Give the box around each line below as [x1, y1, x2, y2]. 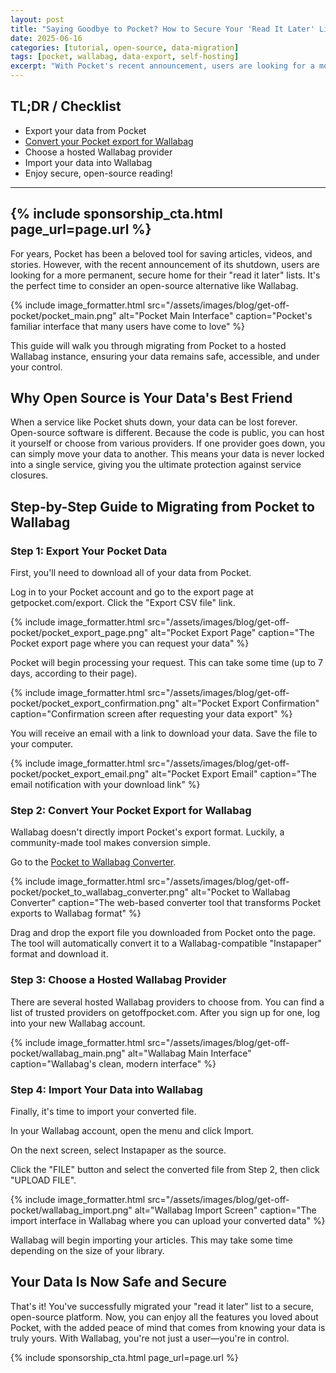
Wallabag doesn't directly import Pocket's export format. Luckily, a [10, 826, 285, 838]
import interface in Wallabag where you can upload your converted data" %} [10, 1215, 326, 1227]
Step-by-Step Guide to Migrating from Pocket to [10, 498, 315, 515]
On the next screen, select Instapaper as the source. [10, 1144, 227, 1156]
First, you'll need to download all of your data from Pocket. [10, 567, 252, 579]
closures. [10, 469, 49, 481]
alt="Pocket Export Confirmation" [181, 697, 320, 710]
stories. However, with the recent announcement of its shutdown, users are [10, 258, 320, 270]
